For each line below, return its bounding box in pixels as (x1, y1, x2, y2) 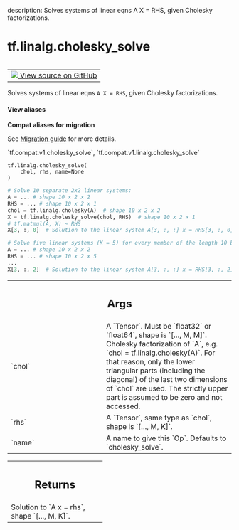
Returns (34, 477, 76, 492)
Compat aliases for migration (7, 121, 95, 129)
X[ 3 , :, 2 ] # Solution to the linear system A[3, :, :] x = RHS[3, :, (7, 266, 224, 273)
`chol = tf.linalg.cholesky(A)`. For (106, 348, 216, 358)
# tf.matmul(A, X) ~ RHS (7, 220, 81, 227)
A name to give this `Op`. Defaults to (106, 433, 227, 443)
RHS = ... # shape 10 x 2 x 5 (7, 253, 97, 260)
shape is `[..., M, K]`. (106, 422, 173, 432)
